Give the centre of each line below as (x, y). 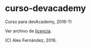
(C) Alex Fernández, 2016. (31, 40)
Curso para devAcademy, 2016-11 (38, 22)
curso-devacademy (45, 8)
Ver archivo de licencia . (28, 31)
